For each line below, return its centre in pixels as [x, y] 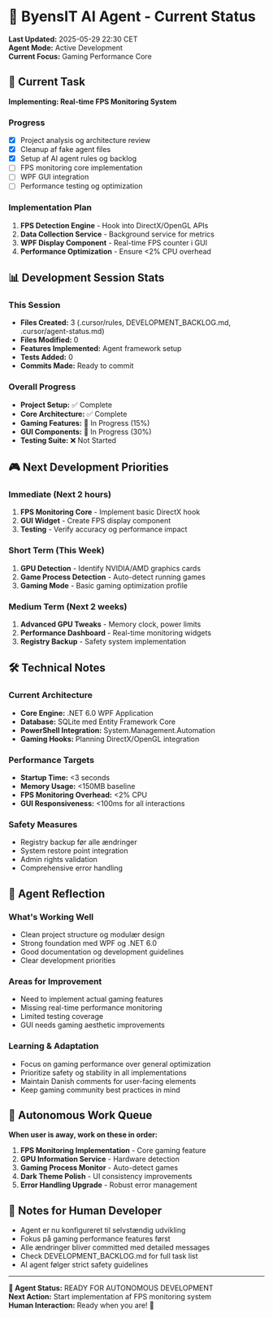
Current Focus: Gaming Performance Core [80, 56]
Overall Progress [42, 387]
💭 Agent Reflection [57, 893]
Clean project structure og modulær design [92, 934]
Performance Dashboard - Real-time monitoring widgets [116, 632]
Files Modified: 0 [49, 340]
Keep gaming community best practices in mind [100, 1090]
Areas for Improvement [55, 981]
